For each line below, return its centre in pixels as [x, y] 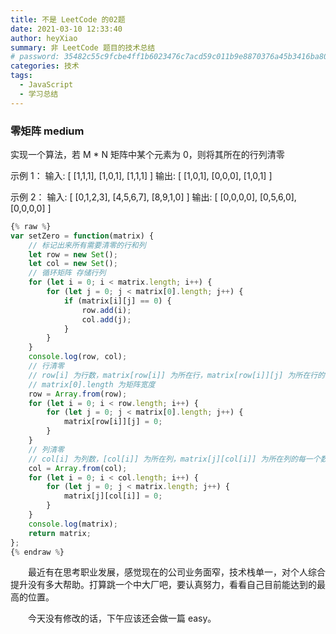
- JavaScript [46, 85]
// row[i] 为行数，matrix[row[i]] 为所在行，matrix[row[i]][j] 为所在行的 [176, 375]
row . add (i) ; [106, 310]
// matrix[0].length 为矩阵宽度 [92, 384]
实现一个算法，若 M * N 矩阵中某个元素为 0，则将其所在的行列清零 [147, 154]
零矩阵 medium [47, 131]
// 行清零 [46, 366]
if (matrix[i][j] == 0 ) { [117, 301]
